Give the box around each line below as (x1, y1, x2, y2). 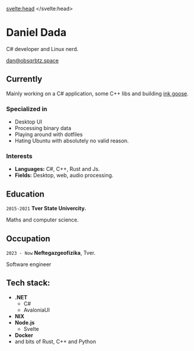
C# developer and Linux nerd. (6, 45, 79, 52)
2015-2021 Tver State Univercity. (6, 205, 87, 212)
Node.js (14, 319, 35, 326)
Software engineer (6, 261, 51, 268)
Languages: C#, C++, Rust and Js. (14, 166, 100, 173)
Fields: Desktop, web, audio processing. (14, 172, 114, 179)
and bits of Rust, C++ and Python (14, 338, 96, 345)
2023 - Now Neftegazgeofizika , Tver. (6, 249, 96, 256)
